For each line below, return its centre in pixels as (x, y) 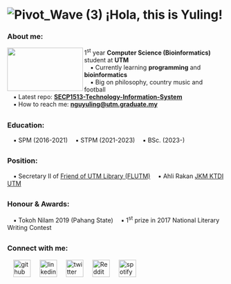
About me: (25, 37)
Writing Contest (29, 228)
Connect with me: (38, 248)
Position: (22, 161)
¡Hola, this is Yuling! (164, 15)
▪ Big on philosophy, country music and (146, 82)
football (95, 89)
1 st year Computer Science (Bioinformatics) (147, 52)
